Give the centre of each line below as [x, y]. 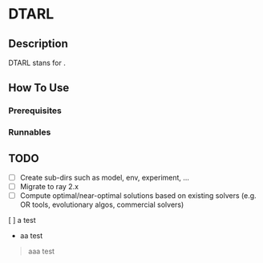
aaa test [41, 251]
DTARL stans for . [37, 63]
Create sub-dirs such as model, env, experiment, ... [105, 178]
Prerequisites [35, 111]
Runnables [30, 132]
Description [38, 44]
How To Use [39, 88]
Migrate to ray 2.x [49, 187]
